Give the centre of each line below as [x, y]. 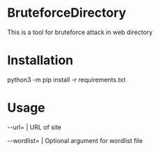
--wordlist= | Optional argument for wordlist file [75, 140]
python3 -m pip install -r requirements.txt [66, 79]
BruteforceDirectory [67, 13]
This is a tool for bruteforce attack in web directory [80, 32]
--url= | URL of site [34, 127]
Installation [40, 60]
